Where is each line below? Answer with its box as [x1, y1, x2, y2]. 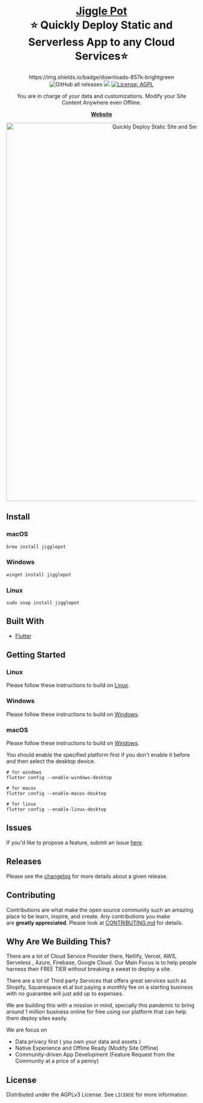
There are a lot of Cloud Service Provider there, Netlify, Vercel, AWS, [6, 952, 177, 960]
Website [91, 110, 112, 117]
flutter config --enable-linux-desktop [6, 806, 107, 812]
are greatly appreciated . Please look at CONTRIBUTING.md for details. [6, 919, 183, 926]
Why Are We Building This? [6, 937, 111, 947]
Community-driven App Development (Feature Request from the [14, 1051, 175, 1058]
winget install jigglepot [6, 571, 71, 578]
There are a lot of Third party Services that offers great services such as [6, 977, 187, 984]
